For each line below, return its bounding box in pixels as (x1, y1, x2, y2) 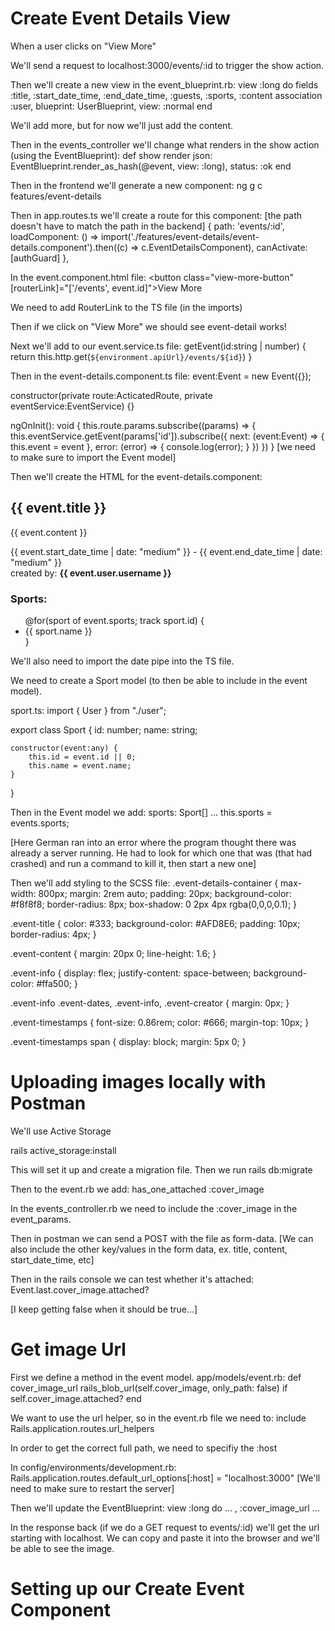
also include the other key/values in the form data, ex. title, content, (10, 1243, 288, 1255)
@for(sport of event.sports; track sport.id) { (24, 615, 205, 627)
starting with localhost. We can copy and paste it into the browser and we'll (10, 1532, 320, 1544)
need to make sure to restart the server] (10, 1482, 175, 1494)
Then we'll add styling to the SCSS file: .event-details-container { (10, 877, 279, 889)
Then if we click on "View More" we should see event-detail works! (10, 320, 287, 332)
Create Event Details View (10, 7, 231, 30)
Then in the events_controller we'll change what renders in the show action (10, 138, 320, 151)
